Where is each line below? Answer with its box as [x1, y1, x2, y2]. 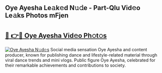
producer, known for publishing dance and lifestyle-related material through [5, 52, 158, 58]
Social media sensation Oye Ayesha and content [50, 47, 147, 52]
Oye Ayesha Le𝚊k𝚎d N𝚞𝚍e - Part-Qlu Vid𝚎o [5, 4, 141, 12]
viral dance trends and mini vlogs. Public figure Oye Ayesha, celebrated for [5, 58, 156, 63]
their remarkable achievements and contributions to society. [5, 62, 126, 68]
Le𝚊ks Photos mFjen [5, 12, 69, 20]
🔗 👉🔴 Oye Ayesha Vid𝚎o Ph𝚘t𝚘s [5, 31, 107, 40]
